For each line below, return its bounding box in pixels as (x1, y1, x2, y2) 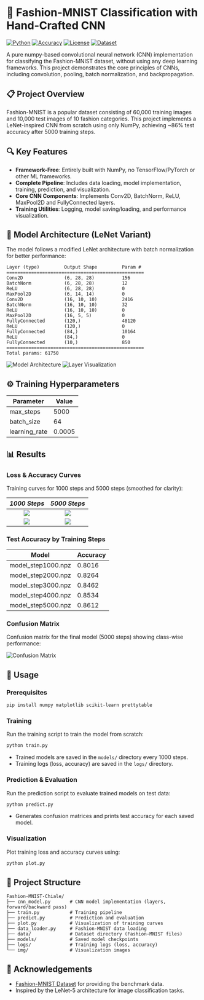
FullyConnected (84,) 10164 (6, 329, 136, 335)
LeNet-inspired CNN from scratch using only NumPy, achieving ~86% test (6, 121, 195, 128)
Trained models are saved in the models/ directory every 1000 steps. (15, 754, 189, 761)
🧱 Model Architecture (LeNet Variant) (6, 229, 152, 240)
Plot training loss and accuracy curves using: (6, 848, 120, 856)
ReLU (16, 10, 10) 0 (6, 307, 125, 313)
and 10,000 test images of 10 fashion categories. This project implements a (6, 115, 197, 122)
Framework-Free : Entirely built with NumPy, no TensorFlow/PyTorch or (15, 166, 195, 173)
